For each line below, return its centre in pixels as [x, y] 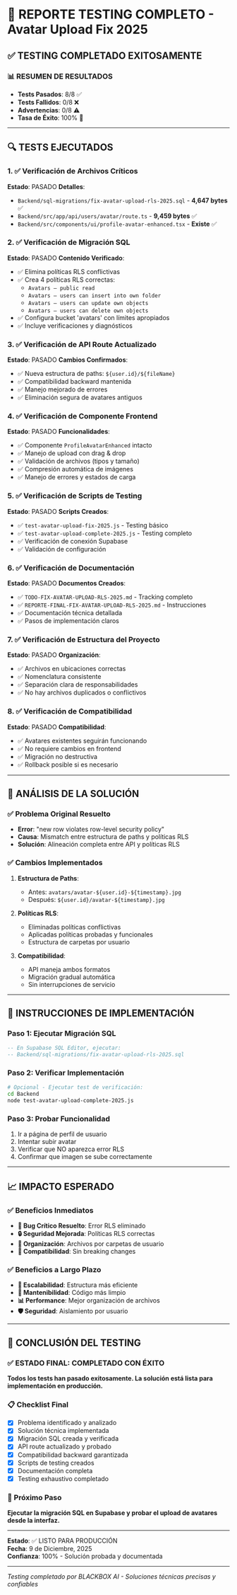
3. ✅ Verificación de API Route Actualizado [82, 344]
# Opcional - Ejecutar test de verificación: [75, 1087]
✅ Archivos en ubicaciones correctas [72, 669]
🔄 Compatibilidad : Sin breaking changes [77, 1251]
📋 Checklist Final [38, 1405]
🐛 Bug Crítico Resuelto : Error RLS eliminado [81, 1225]
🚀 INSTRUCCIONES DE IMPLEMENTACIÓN [101, 1013]
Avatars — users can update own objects [88, 303]
